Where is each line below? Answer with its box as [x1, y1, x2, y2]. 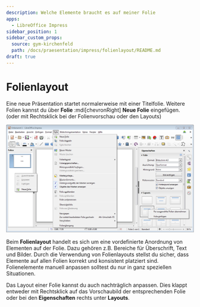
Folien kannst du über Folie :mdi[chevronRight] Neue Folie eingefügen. [6, 106, 180, 113]
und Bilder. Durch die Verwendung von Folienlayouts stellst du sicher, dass [6, 251, 189, 258]
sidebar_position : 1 [6, 29, 58, 35]
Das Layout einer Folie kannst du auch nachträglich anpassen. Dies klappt [6, 281, 187, 288]
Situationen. [6, 269, 36, 277]
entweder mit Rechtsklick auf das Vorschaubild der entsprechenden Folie [6, 287, 186, 295]
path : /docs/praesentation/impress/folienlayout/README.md [11, 48, 161, 54]
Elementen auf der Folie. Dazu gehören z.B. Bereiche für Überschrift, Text [6, 244, 187, 251]
